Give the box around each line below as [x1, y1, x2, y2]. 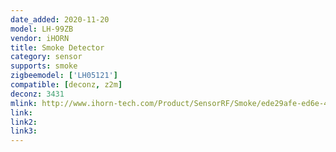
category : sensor [10, 52, 83, 62]
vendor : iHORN [10, 33, 70, 43]
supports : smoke [10, 61, 78, 71]
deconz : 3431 [10, 89, 65, 99]
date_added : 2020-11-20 [10, 14, 110, 25]
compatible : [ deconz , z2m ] [10, 80, 123, 90]
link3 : [10, 126, 38, 136]
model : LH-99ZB [10, 24, 74, 34]
